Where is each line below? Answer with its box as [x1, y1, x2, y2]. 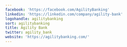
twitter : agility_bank [5, 30, 52, 35]
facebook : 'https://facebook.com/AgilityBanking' [5, 7, 110, 12]
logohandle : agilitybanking [5, 16, 63, 21]
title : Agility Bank [5, 25, 48, 30]
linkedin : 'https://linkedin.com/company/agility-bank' [5, 12, 123, 17]
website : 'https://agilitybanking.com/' [5, 35, 90, 40]
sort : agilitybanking [5, 21, 50, 26]
